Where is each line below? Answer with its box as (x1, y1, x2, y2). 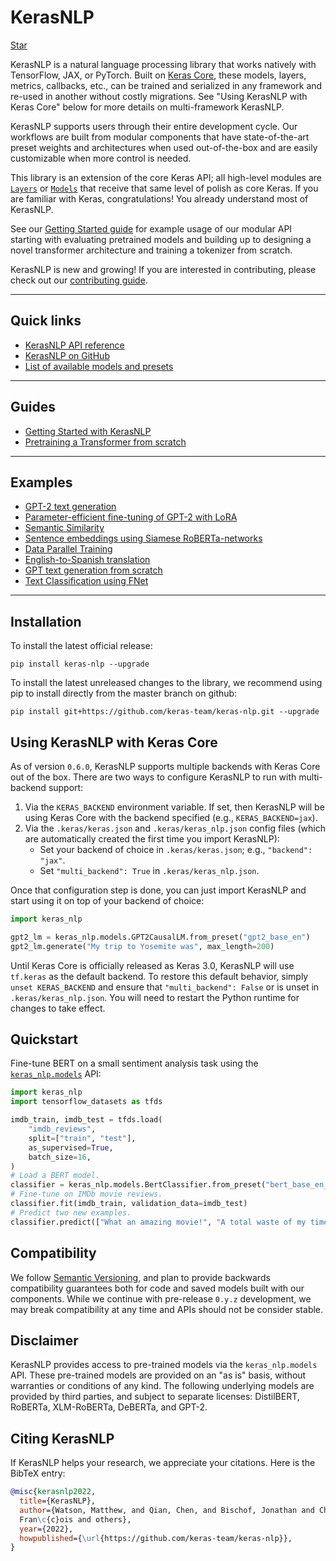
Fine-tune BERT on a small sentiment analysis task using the (10, 1057, 259, 1070)
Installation (10, 613, 82, 630)
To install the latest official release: (10, 640, 153, 652)
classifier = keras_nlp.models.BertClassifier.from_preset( (10, 1180, 267, 1190)
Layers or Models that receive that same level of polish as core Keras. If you (10, 182, 319, 194)
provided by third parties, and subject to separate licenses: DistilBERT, (10, 1391, 300, 1403)
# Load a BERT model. (10, 1171, 101, 1181)
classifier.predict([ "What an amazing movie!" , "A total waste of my (10, 1217, 307, 1227)
